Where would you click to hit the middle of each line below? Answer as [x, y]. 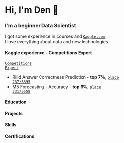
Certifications [20, 136]
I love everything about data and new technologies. [57, 42]
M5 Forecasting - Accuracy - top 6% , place [57, 87]
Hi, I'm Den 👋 [32, 10]
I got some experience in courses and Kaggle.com [55, 36]
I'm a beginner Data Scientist [41, 26]
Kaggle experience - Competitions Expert [49, 53]
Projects [14, 113]
